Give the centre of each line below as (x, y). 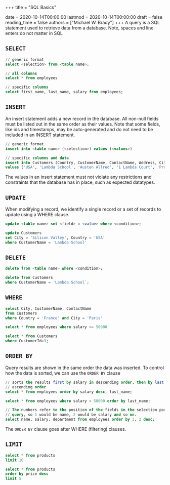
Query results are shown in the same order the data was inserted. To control (85, 368)
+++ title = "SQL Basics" (31, 7)
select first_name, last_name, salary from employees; (64, 92)
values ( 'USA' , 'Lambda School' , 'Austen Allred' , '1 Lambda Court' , (80, 167)
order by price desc (27, 474)
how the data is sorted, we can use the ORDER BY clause (63, 373)
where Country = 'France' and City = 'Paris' (54, 318)
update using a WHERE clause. (37, 215)
